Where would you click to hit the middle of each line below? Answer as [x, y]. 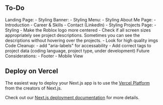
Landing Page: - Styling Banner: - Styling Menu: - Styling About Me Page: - [81, 19]
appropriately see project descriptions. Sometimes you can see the [72, 35]
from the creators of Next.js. [33, 88]
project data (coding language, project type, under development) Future [77, 51]
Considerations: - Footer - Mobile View [44, 56]
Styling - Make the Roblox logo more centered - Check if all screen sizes [78, 30]
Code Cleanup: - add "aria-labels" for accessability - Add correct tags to [78, 45]
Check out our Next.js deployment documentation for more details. [72, 97]
